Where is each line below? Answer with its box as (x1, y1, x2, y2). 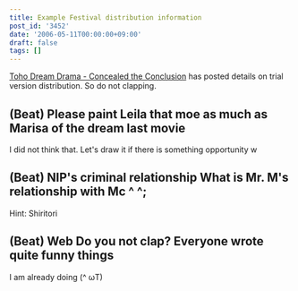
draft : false (9, 38, 58, 47)
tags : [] (9, 47, 42, 56)
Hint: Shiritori (9, 208, 58, 218)
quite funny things (9, 248, 115, 263)
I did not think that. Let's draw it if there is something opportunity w (9, 144, 258, 155)
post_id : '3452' (9, 21, 70, 30)
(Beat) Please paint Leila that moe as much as (9, 107, 268, 122)
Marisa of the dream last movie (9, 120, 186, 135)
